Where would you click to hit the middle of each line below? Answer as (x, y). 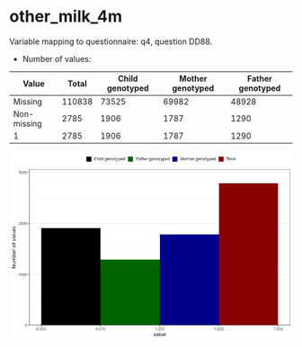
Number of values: (57, 58)
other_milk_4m (66, 17)
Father (259, 79)
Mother (193, 79)
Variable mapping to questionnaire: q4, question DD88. (111, 41)
